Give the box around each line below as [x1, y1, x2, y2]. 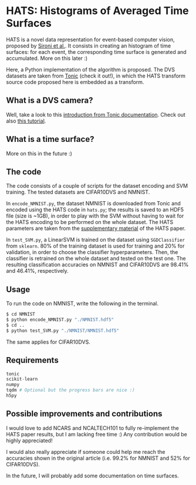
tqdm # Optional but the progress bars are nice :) [6, 387, 135, 394]
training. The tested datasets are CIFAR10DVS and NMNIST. [6, 189, 150, 196]
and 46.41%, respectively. [6, 267, 69, 274]
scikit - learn [6, 377, 38, 382]
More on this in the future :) [6, 150, 72, 157]
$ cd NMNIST [6, 311, 35, 317]
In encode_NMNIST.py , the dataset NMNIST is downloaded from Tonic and [6, 200, 181, 207]
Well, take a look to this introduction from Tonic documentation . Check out [6, 111, 186, 118]
